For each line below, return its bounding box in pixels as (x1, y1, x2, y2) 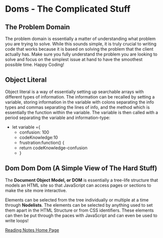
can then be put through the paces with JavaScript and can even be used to (5, 212, 158, 218)
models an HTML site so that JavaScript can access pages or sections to (5, 182, 152, 188)
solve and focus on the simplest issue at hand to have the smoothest (5, 57, 143, 62)
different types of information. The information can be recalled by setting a (5, 94, 155, 99)
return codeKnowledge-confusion (19, 145, 88, 151)
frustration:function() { (19, 139, 65, 145)
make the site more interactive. (5, 187, 67, 193)
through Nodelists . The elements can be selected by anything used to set (5, 202, 153, 208)
